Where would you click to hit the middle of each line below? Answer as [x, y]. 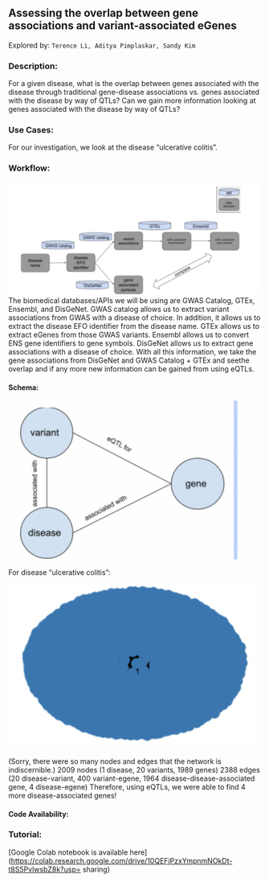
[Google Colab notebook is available [68, 852]
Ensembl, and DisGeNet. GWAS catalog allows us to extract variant [119, 310]
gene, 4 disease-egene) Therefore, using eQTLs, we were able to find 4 [127, 786]
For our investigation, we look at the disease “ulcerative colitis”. [113, 147]
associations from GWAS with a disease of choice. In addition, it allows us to [134, 318]
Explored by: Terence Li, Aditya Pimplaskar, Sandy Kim [102, 45]
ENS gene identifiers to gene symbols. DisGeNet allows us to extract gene [131, 343]
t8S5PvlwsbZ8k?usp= [45, 869]
